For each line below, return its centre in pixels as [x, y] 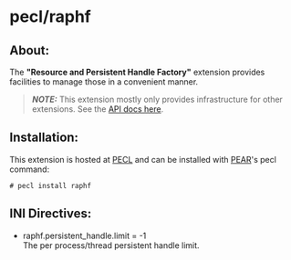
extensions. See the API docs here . [98, 109]
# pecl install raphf [51, 185]
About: [30, 50]
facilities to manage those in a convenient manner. [104, 82]
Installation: [44, 138]
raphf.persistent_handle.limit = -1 [84, 235]
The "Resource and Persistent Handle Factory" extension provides [137, 72]
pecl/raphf [50, 17]
